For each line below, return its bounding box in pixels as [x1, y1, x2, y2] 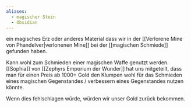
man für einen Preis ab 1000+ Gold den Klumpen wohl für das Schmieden [6, 71, 182, 79]
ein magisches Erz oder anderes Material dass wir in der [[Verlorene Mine [6, 36, 183, 43]
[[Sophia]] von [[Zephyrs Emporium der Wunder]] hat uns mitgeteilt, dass [6, 65, 182, 72]
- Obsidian [11, 19, 38, 25]
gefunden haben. [6, 48, 48, 55]
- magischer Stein [11, 14, 56, 20]
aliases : [6, 8, 27, 15]
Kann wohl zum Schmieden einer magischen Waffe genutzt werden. [6, 59, 169, 66]
